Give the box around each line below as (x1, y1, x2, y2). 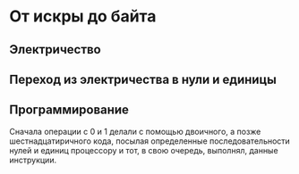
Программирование (9, 103, 130, 118)
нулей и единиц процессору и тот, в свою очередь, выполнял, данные (9, 145, 279, 155)
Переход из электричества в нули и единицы (9, 71, 278, 87)
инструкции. (9, 154, 56, 165)
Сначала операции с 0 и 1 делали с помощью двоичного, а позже (9, 126, 261, 137)
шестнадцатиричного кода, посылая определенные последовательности (9, 136, 291, 146)
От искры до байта (9, 6, 157, 27)
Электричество (9, 42, 101, 57)
